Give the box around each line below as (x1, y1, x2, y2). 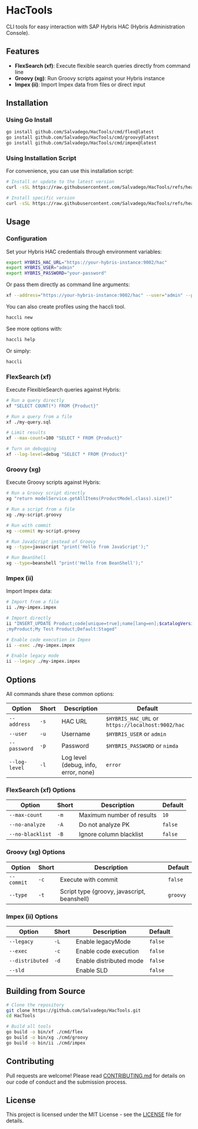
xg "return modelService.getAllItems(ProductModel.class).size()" (6, 496, 173, 502)
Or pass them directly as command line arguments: (6, 281, 130, 288)
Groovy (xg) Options (6, 848, 66, 856)
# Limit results (6, 430, 46, 436)
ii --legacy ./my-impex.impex (6, 659, 81, 665)
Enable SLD (75, 966, 108, 974)
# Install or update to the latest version (6, 179, 115, 185)
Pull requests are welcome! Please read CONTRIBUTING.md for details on (6, 1072, 186, 1079)
